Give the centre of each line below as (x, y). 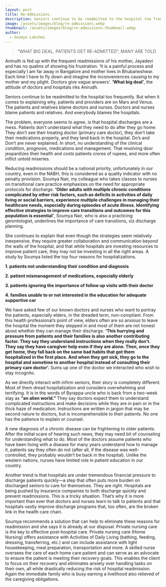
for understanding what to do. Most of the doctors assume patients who (78, 439)
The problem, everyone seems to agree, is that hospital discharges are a (79, 122)
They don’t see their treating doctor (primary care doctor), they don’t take (80, 132)
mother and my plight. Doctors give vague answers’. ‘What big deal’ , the (79, 82)
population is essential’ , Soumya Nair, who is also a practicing (69, 215)
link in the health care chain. (34, 511)
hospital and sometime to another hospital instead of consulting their (78, 362)
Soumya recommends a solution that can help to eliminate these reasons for (83, 521)
